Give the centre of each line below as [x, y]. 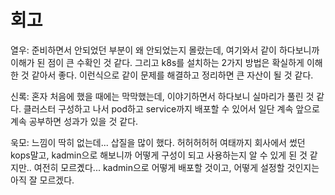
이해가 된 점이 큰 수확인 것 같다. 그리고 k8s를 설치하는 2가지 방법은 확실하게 [157, 62]
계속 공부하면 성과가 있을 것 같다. [74, 121]
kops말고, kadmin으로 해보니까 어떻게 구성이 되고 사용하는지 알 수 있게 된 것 [159, 155]
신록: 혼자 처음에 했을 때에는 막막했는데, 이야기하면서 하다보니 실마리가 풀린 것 [162, 96]
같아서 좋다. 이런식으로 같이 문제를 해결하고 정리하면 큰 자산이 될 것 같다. [172, 75]
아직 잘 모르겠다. [42, 180]
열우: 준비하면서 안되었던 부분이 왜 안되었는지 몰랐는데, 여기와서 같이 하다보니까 [165, 50]
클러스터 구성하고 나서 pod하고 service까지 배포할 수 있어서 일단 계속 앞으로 [171, 108]
